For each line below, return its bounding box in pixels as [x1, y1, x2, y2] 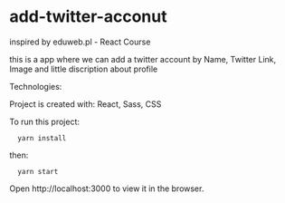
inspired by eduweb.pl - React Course [9, 36, 151, 47]
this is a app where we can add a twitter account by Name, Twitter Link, [9, 53, 277, 64]
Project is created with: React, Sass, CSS [9, 98, 162, 110]
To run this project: [9, 116, 80, 127]
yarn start [17, 167, 59, 176]
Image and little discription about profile [9, 63, 158, 74]
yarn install [17, 133, 67, 142]
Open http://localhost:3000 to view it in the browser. [9, 183, 204, 194]
